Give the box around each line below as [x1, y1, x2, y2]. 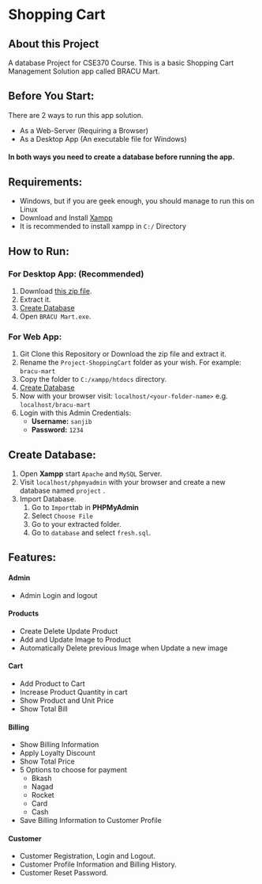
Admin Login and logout [19, 590, 98, 600]
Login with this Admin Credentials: [19, 408, 132, 417]
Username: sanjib [31, 417, 92, 426]
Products [8, 608, 39, 619]
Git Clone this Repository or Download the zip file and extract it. [19, 349, 227, 359]
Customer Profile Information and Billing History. [19, 859, 177, 869]
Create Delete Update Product [19, 626, 118, 635]
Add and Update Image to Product [19, 634, 132, 644]
